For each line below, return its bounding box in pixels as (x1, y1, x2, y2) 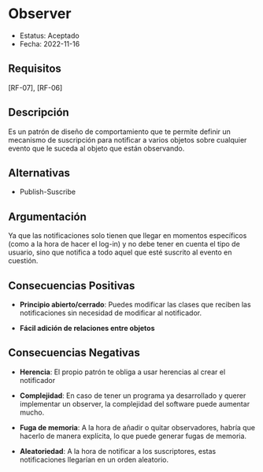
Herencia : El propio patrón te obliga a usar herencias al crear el (19, 367, 226, 377)
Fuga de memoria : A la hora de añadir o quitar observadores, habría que (19, 422, 256, 432)
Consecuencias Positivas (8, 279, 135, 292)
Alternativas (8, 166, 71, 180)
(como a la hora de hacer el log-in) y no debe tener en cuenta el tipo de (8, 240, 240, 249)
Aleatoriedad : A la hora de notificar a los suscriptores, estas (19, 446, 217, 455)
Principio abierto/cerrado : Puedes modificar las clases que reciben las (19, 300, 251, 309)
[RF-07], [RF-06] (8, 83, 63, 92)
